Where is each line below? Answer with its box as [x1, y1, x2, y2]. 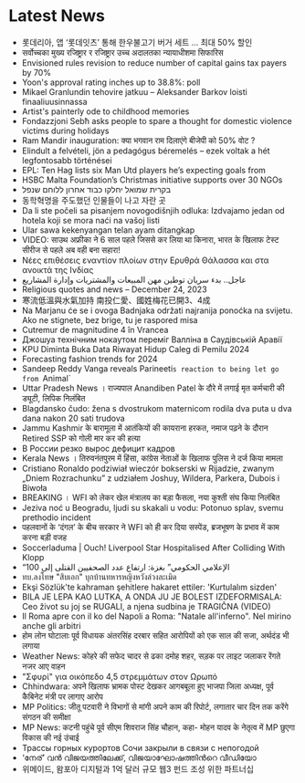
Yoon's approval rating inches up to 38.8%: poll [21, 77, 201, 88]
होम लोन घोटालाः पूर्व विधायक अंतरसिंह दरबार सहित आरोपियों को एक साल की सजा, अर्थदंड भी [21, 630, 289, 641]
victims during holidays [21, 125, 110, 136]
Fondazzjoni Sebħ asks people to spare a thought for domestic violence [21, 115, 293, 126]
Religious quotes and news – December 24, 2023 [21, 284, 207, 295]
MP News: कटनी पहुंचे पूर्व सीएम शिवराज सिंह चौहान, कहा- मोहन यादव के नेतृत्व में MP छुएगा [21, 722, 296, 733]
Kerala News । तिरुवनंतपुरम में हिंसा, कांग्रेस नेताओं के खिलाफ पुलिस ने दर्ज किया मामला [21, 453, 284, 464]
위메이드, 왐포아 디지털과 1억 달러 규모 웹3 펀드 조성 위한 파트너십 [21, 763, 255, 774]
